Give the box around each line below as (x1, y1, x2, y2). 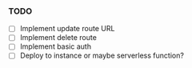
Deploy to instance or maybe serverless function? (19, 50, 184, 61)
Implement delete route (19, 33, 98, 42)
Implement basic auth (19, 42, 92, 51)
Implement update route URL (19, 24, 115, 34)
